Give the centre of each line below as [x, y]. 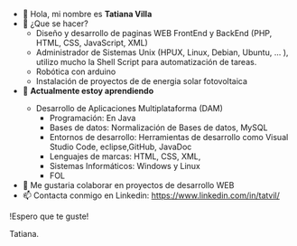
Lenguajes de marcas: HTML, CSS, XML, [125, 156]
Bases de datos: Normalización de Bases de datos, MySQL [158, 128]
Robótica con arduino [76, 71]
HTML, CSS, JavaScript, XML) [92, 43]
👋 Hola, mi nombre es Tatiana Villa [87, 14]
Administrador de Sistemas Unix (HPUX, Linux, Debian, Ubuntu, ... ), [162, 52]
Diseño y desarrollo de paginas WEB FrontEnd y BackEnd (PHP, [154, 33]
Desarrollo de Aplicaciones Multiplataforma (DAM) [130, 108]
